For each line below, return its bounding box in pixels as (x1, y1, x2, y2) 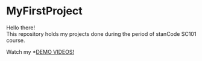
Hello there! (6, 24, 35, 31)
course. (6, 36, 25, 44)
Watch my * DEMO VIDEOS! (6, 48, 74, 55)
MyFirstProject (6, 4, 83, 18)
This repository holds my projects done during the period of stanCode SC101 (6, 30, 197, 37)
